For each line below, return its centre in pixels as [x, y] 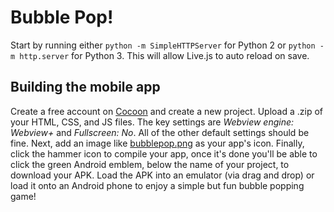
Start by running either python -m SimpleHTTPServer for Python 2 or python [163, 45]
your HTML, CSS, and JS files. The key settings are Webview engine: [152, 122]
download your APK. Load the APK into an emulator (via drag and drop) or [162, 175]
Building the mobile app [85, 87]
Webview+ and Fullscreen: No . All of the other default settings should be [160, 132]
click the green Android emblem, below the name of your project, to [150, 164]
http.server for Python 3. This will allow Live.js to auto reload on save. [164, 55]
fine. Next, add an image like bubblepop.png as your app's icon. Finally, [157, 143]
